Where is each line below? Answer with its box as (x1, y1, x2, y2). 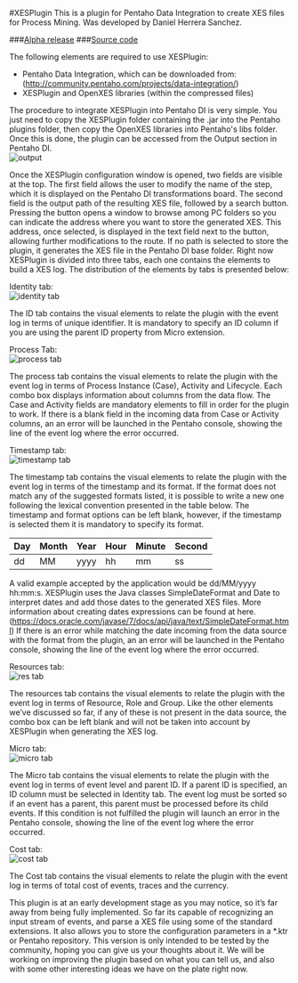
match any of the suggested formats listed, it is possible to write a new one (9, 491, 285, 501)
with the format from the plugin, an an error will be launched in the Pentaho (9, 635, 285, 645)
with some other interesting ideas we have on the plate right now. (9, 963, 249, 974)
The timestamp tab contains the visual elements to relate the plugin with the (9, 472, 287, 482)
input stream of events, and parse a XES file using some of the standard (9, 916, 273, 927)
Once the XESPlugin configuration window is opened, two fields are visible (9, 169, 283, 180)
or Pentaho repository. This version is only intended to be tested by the (9, 935, 270, 946)
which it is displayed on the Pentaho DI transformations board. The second (9, 189, 283, 199)
